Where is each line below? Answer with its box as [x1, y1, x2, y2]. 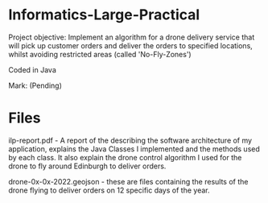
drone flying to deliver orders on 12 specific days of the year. [8, 185, 210, 195]
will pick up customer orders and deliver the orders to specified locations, [8, 40, 254, 50]
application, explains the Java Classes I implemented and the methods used [8, 143, 260, 154]
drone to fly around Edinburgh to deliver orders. [8, 161, 167, 171]
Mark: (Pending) [8, 81, 62, 90]
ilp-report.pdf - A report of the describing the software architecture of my [8, 135, 252, 145]
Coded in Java [8, 64, 56, 74]
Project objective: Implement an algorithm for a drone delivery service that [8, 32, 255, 42]
